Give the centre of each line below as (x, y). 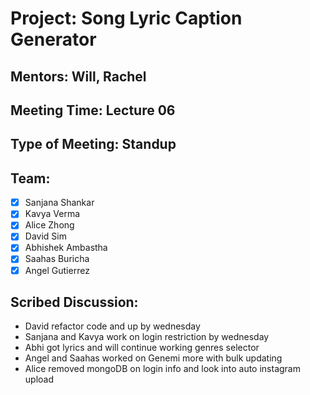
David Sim (45, 236)
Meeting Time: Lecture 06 (93, 110)
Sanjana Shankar (59, 203)
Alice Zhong (49, 225)
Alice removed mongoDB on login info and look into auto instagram (162, 369)
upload (39, 379)
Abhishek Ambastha (66, 248)
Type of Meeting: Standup (93, 144)
